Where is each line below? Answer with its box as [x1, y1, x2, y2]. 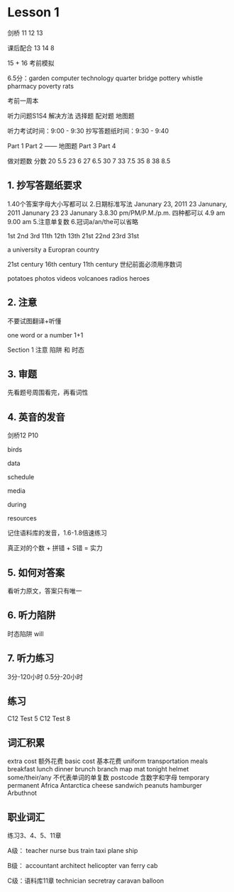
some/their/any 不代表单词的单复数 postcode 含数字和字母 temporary [7, 774, 210, 782]
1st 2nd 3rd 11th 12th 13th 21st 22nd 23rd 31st [7, 231, 140, 240]
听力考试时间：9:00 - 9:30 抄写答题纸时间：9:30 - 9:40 [7, 126, 169, 135]
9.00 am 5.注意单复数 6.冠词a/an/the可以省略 [7, 217, 138, 225]
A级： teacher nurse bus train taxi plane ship [7, 847, 138, 855]
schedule [7, 473, 35, 481]
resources [7, 514, 37, 523]
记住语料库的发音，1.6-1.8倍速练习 [7, 529, 108, 537]
